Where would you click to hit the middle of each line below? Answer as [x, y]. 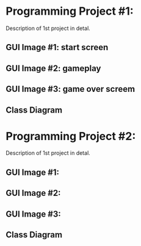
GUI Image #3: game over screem [70, 89]
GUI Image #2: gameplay [53, 68]
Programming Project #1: [70, 11]
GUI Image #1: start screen [57, 47]
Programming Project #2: [71, 136]
